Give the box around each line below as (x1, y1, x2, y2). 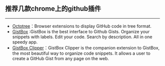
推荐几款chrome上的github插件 (5, 4, 102, 13)
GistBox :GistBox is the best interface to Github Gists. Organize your (12, 28, 150, 34)
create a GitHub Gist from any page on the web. (12, 55, 110, 61)
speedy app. (12, 39, 38, 45)
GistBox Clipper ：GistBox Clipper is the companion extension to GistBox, (12, 44, 160, 50)
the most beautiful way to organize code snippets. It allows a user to (12, 50, 151, 56)
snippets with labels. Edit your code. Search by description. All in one (12, 34, 153, 40)
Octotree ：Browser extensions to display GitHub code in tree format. (12, 23, 152, 29)
